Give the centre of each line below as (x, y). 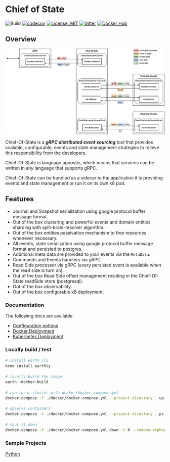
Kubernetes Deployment (38, 337)
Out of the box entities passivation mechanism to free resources (79, 233)
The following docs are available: (40, 316)
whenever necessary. (35, 238)
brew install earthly (28, 366)
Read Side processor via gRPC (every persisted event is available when (87, 265)
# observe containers (28, 409)
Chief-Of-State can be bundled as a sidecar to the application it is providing (84, 177)
